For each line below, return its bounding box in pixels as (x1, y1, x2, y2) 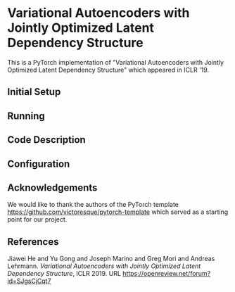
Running (7, 110, 46, 122)
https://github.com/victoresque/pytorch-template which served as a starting (7, 208, 229, 216)
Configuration (7, 158, 70, 170)
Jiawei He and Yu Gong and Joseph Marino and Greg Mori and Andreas (7, 255, 215, 263)
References (7, 236, 59, 248)
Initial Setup (7, 86, 61, 98)
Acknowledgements (7, 182, 98, 193)
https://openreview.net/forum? (122, 269, 211, 278)
